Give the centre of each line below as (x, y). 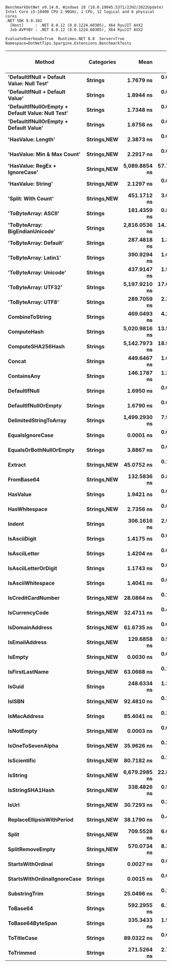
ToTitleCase (23, 938)
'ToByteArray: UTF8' (34, 302)
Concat (17, 361)
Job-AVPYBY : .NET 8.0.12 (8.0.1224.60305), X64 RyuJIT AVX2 (77, 30)
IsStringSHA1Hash (31, 790)
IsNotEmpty (23, 731)
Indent (16, 524)
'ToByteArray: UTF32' (35, 287)
